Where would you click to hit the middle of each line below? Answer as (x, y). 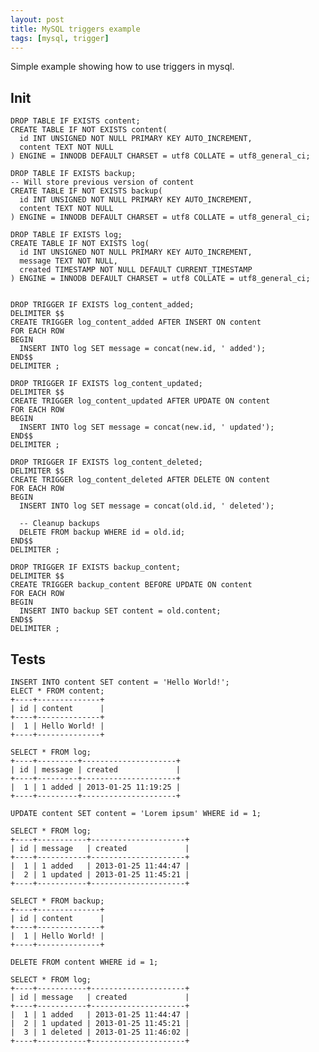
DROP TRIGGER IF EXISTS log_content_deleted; (106, 462)
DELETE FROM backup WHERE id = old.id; (102, 532)
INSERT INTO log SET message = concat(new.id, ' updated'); (147, 427)
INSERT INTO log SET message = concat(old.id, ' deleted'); (147, 506)
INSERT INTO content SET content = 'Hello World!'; (120, 682)
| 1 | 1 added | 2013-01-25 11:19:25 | (96, 787)
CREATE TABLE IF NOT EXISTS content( (89, 130)
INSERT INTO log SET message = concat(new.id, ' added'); (143, 349)
